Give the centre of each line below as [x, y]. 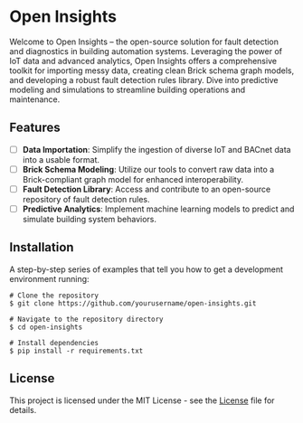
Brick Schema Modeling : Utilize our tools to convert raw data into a [148, 169]
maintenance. [35, 99]
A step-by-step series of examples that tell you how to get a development [146, 269]
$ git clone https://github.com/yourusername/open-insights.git [133, 303]
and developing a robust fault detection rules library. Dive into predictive [144, 80]
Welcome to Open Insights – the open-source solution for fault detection [144, 42]
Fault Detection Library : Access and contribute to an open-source [147, 189]
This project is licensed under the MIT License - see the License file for [142, 400]
